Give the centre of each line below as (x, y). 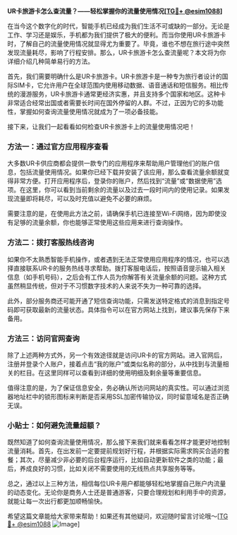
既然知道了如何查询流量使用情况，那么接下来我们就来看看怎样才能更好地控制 (119, 442)
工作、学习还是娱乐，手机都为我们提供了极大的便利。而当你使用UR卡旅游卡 (117, 35)
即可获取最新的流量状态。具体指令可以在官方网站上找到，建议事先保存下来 (121, 309)
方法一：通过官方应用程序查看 (58, 146)
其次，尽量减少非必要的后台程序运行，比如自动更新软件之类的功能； (118, 460)
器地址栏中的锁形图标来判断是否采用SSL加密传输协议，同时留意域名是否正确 (118, 396)
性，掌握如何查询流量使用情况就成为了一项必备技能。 (85, 112)
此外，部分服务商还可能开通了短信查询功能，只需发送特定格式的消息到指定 (115, 301)
